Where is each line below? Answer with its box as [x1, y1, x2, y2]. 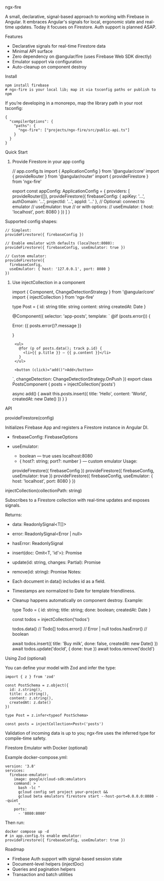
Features [5, 34, 23, 39]
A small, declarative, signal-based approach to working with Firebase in [5, 14, 149, 19]
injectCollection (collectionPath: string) [5, 488, 82, 493]
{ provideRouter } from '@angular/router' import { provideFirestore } [12, 174, 149, 179]
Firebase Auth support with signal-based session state [12, 856, 123, 861]
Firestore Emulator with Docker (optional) [5, 745, 88, 751]
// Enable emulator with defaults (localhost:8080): [5, 241, 115, 246]
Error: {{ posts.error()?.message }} [12, 323, 82, 328]
